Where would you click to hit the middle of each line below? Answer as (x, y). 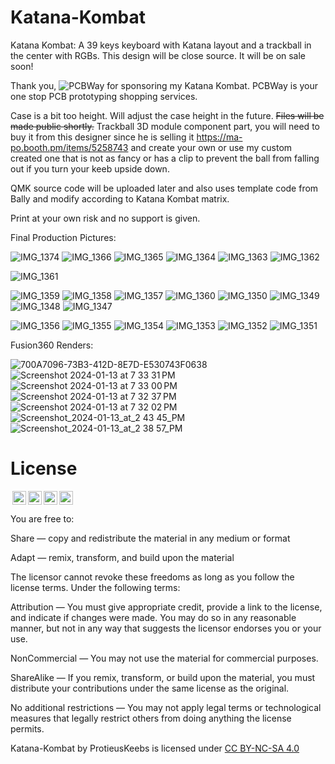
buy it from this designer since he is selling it (102, 137)
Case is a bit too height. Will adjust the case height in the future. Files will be (167, 115)
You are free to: (42, 518)
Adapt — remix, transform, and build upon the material (122, 557)
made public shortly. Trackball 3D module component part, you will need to (165, 126)
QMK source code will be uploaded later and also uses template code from (164, 188)
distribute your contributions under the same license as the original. (150, 688)
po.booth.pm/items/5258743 (69, 147)
